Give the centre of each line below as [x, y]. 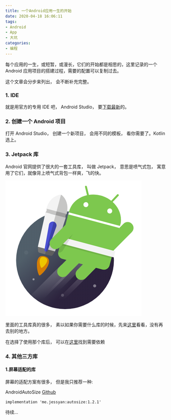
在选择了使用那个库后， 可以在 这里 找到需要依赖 [55, 342]
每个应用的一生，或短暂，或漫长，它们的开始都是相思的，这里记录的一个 [81, 64]
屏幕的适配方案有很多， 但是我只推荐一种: [49, 382]
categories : [18, 43]
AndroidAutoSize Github [31, 392]
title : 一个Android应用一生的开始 [39, 11]
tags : [11, 21]
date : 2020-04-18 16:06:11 [34, 16]
